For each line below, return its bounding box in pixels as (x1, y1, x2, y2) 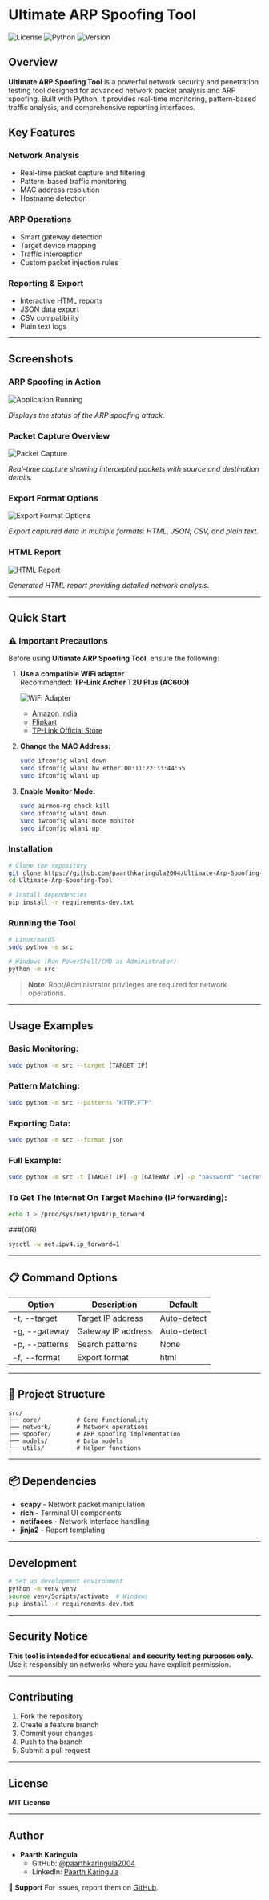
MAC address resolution (19, 185, 100, 194)
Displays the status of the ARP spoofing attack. (8, 410, 166, 419)
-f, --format (12, 1351, 61, 1363)
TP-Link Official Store (31, 725, 103, 736)
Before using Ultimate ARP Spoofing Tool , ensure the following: (8, 653, 219, 664)
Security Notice (8, 1629, 88, 1644)
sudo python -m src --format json (8, 1135, 124, 1144)
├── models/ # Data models (8, 1436, 124, 1445)
